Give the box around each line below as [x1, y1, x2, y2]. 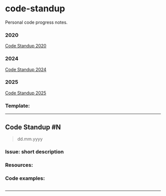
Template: [5, 102, 30, 109]
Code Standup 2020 [5, 43, 47, 49]
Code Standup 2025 [5, 90, 46, 96]
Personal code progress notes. [5, 19, 68, 25]
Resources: [5, 161, 33, 168]
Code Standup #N [5, 123, 61, 131]
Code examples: [5, 175, 45, 182]
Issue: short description [5, 148, 64, 155]
